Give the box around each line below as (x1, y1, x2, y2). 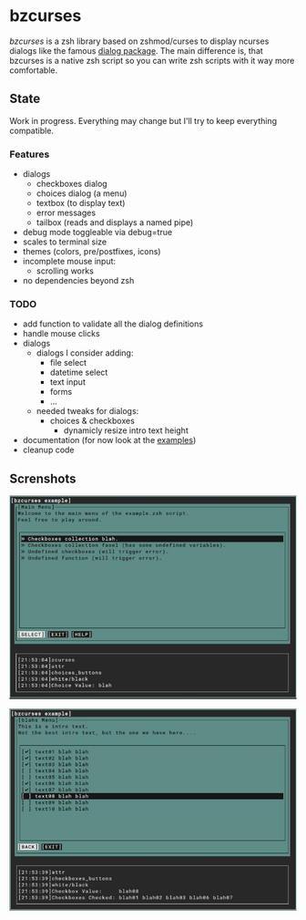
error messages (36, 207, 97, 219)
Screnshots (9, 470, 76, 486)
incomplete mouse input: (22, 256, 117, 267)
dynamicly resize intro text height (63, 425, 189, 436)
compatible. (9, 125, 55, 136)
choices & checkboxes (49, 416, 135, 427)
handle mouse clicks (22, 328, 100, 339)
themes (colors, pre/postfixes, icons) (22, 246, 161, 257)
